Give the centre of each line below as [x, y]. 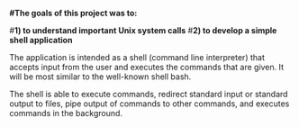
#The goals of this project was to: [73, 13]
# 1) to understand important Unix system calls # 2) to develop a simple [143, 30]
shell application [41, 40]
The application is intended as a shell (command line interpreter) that [137, 57]
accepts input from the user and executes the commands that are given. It [147, 67]
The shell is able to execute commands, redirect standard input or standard [149, 94]
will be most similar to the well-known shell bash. [100, 77]
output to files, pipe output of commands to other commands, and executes [149, 104]
